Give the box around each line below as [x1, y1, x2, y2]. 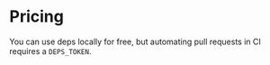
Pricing [9, 6, 65, 27]
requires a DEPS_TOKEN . [9, 45, 92, 56]
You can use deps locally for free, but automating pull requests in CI [9, 36, 261, 47]
